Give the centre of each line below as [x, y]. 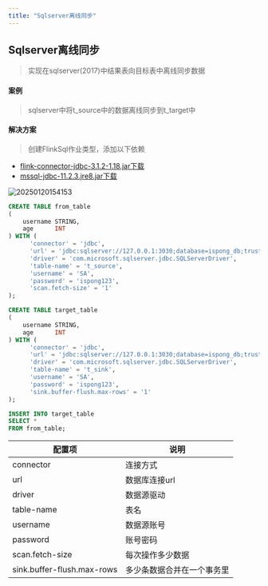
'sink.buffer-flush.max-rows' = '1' [90, 392]
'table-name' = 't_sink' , [72, 370]
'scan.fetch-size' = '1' [71, 289]
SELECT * [23, 421]
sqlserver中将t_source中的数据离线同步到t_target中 [112, 110]
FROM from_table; [37, 429]
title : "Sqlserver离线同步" [53, 16]
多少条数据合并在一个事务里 [177, 570]
